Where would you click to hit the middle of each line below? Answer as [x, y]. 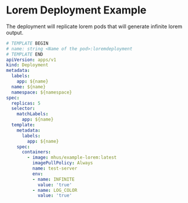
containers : [36, 152]
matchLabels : [33, 114]
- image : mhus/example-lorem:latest [72, 158]
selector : [23, 109]
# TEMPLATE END [25, 54]
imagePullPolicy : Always [63, 163]
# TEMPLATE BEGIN [27, 43]
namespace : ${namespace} [42, 92]
